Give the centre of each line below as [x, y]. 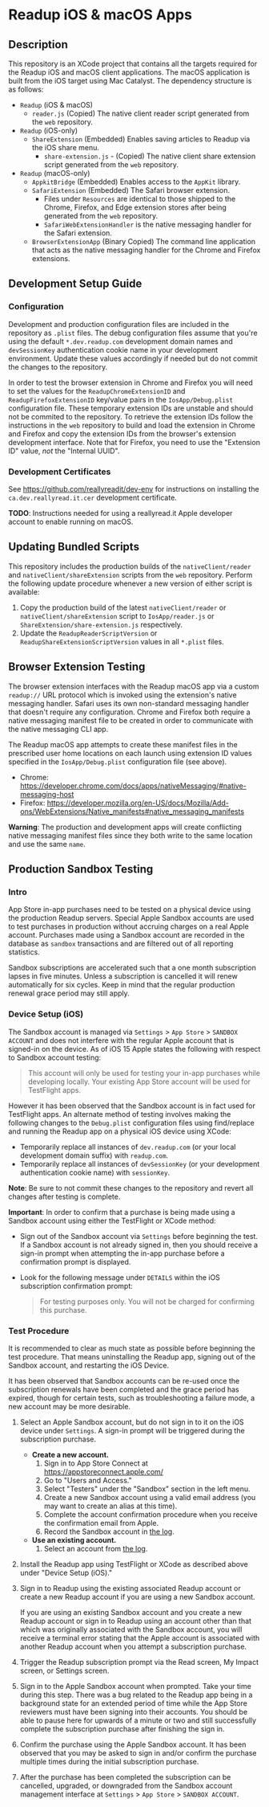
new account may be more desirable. [69, 1406]
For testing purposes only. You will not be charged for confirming [147, 1301]
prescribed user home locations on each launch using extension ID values [130, 753]
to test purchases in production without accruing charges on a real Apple [129, 926]
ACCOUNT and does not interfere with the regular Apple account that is [121, 1040]
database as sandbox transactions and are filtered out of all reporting [121, 944]
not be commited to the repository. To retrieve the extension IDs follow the [131, 416]
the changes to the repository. [58, 366]
